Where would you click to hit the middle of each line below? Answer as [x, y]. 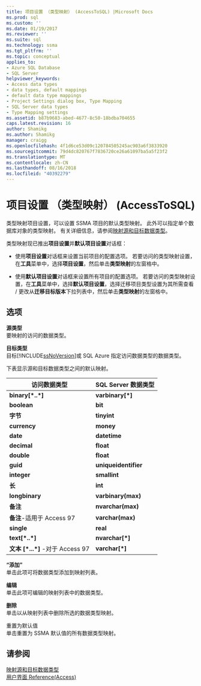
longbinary [25, 496]
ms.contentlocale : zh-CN [37, 163]
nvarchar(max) [117, 506]
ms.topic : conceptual [33, 56]
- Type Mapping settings [37, 112]
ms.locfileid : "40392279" [38, 174]
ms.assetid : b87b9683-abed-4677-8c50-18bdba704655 [71, 118]
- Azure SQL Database [33, 68]
